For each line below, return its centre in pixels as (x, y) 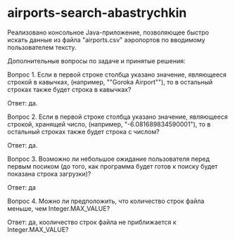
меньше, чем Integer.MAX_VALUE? (59, 208)
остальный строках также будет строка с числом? (83, 131)
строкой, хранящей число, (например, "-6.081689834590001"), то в (109, 124)
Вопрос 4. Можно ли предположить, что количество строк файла (106, 201)
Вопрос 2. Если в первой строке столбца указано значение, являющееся (118, 117)
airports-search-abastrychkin (97, 13)
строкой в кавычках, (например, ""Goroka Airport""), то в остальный (110, 82)
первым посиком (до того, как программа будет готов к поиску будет (113, 166)
